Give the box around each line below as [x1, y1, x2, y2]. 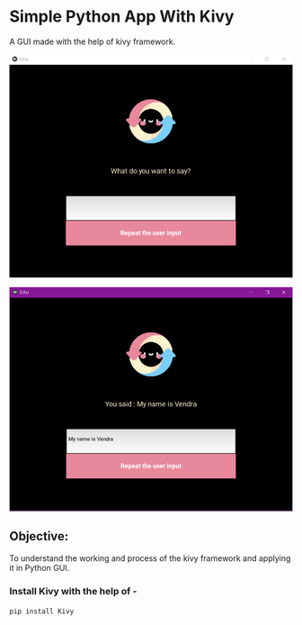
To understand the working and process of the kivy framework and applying [9, 552, 291, 564]
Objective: [9, 529, 69, 544]
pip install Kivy [9, 606, 75, 616]
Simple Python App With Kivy [9, 6, 235, 27]
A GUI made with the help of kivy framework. [9, 36, 176, 47]
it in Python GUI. [9, 562, 70, 573]
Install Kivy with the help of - [9, 584, 138, 597]
